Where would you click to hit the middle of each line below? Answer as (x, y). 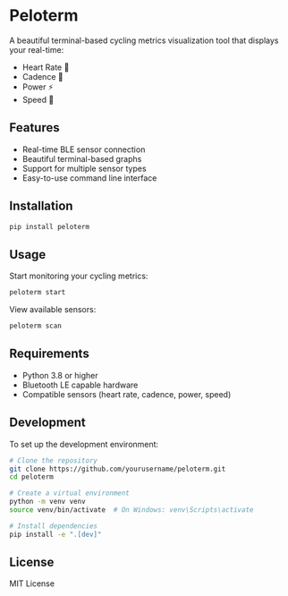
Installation (41, 206)
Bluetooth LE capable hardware (80, 385)
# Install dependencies (54, 526)
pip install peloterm (50, 226)
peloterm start (38, 293)
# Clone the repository (54, 460)
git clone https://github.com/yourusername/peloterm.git (118, 469)
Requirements (49, 354)
